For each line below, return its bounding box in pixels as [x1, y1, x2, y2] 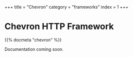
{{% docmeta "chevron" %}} [4, 37, 62, 43]
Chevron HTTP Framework [4, 21, 114, 32]
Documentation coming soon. [4, 46, 64, 52]
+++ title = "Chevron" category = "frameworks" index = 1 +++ [4, 4, 129, 10]
